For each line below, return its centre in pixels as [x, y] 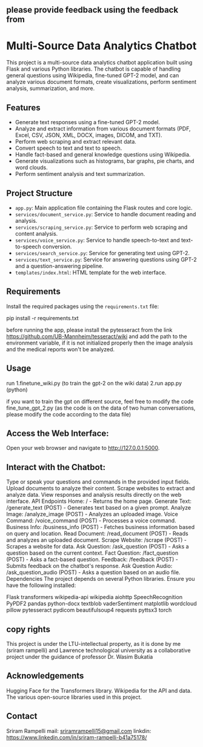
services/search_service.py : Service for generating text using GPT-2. [102, 253]
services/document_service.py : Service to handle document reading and [105, 214]
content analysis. [36, 233]
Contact [22, 716]
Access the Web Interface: [58, 433]
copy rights [28, 629]
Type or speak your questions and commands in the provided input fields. [98, 482]
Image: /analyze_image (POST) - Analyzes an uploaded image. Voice [92, 514]
